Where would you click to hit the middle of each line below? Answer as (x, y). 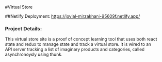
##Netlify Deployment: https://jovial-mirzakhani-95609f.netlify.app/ (73, 16)
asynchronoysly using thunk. (34, 54)
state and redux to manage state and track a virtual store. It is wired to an (78, 44)
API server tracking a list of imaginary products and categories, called (75, 50)
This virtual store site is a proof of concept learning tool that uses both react (81, 39)
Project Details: (24, 28)
